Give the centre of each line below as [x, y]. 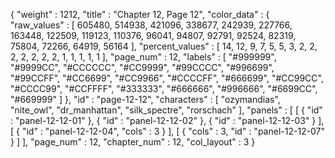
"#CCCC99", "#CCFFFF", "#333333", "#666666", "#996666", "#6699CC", [164, 88]
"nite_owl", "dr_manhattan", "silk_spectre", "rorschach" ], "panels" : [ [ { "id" [166, 110]
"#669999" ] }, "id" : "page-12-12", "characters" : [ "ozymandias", [145, 99]
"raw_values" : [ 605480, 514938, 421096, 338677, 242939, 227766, [151, 25]
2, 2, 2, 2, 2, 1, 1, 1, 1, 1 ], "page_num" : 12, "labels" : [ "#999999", [143, 57]
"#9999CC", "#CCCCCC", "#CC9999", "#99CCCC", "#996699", [142, 67]
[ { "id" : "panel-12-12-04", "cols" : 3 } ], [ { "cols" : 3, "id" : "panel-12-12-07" [168, 131]
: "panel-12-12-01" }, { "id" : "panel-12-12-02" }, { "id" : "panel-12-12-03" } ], [167, 120]
